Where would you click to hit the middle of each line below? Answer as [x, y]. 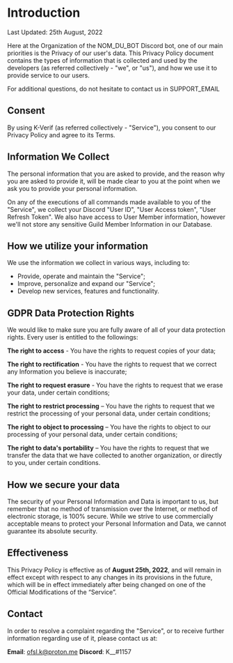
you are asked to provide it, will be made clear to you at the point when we [114, 181]
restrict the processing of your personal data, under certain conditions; [109, 413]
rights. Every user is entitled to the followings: [73, 337]
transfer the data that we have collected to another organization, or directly [115, 455]
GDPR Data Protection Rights [71, 313]
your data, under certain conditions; [58, 393]
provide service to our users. [49, 75]
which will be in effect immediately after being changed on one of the [107, 584]
